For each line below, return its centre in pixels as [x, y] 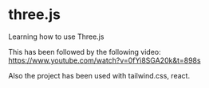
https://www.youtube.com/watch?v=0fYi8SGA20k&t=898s [104, 60]
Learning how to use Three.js [56, 36]
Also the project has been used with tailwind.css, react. [99, 75]
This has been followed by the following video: [85, 52]
